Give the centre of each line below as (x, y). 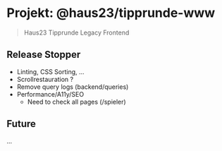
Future (21, 124)
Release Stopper (44, 55)
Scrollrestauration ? (45, 79)
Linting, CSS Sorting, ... (51, 71)
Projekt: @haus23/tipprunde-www (111, 13)
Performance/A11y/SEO (50, 94)
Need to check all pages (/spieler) (76, 102)
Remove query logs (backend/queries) (73, 87)
